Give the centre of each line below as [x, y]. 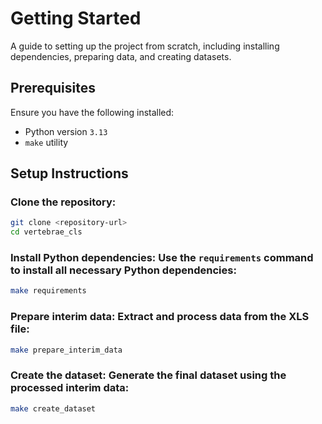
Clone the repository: [63, 202]
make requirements [48, 291]
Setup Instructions [69, 173]
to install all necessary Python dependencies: [123, 270]
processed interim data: [70, 388]
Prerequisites [53, 88]
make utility [46, 142]
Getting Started [76, 18]
